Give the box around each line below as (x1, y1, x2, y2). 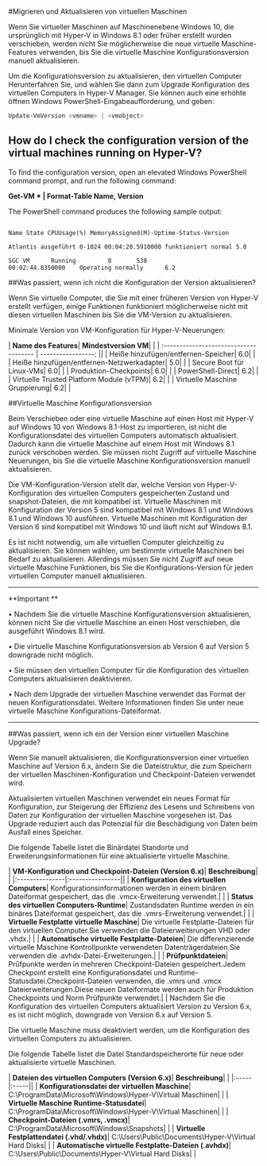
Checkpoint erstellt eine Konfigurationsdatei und (8, 967, 167, 977)
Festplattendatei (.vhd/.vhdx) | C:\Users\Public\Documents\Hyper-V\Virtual (8, 1132, 256, 1141)
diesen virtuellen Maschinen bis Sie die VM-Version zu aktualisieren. (8, 310, 233, 319)
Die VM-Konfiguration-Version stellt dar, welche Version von (8, 480, 206, 489)
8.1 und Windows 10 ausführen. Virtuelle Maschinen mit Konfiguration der (8, 513, 248, 523)
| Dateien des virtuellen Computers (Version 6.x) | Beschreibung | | (8, 1072, 230, 1083)
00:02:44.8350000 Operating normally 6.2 (8, 264, 176, 272)
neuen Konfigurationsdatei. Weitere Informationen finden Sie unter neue (8, 697, 244, 707)
